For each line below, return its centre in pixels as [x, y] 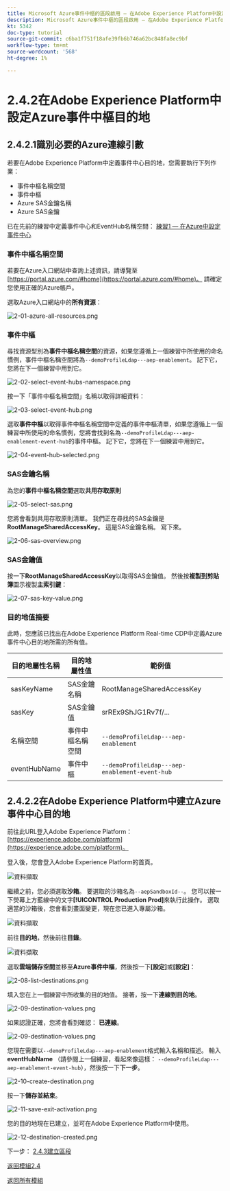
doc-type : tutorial [35, 33]
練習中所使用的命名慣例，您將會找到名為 [64, 432]
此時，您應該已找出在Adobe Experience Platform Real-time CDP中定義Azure [115, 634]
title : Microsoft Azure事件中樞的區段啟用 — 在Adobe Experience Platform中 [112, 13]
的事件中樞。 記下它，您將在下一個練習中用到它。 [138, 441]
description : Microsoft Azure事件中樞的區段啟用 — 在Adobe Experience [105, 20]
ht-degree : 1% [27, 58]
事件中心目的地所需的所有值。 [49, 642]
